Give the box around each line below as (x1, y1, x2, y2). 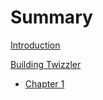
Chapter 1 (24, 77, 65, 90)
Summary (10, 6, 93, 29)
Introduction (10, 39, 61, 51)
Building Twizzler (10, 58, 82, 70)
